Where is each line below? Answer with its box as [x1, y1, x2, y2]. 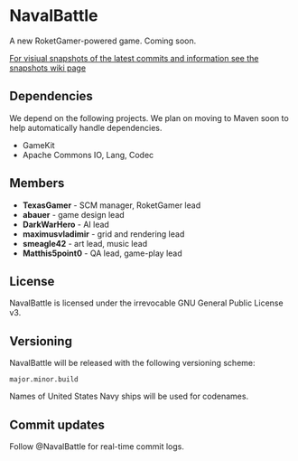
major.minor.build [9, 375, 79, 384]
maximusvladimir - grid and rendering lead [22, 228, 185, 240]
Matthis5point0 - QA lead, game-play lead [22, 248, 182, 259]
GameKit [22, 139, 56, 150]
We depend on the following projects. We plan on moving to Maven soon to [9, 112, 289, 123]
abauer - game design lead [22, 209, 125, 220]
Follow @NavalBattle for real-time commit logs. [9, 441, 185, 452]
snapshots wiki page [9, 62, 87, 73]
